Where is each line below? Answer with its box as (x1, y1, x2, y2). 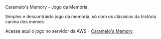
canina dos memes (5, 19, 44, 24)
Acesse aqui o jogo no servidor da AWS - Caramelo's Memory (5, 28, 133, 34)
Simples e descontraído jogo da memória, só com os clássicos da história (5, 14, 156, 19)
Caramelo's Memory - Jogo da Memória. (5, 4, 89, 10)
